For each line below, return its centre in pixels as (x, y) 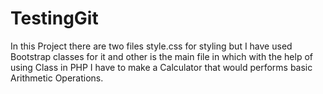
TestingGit (54, 18)
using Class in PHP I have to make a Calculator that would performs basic (161, 67)
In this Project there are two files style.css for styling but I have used (151, 46)
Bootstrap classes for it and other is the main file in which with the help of (161, 56)
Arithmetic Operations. (57, 78)
